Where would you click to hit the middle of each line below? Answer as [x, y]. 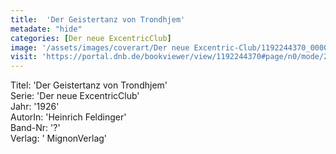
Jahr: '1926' [35, 107]
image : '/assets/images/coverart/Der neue [100, 47]
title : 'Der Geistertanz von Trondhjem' [98, 19]
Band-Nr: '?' [35, 128]
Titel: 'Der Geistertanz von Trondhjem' [89, 85]
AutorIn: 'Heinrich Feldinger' [68, 117]
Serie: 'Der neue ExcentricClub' [75, 96]
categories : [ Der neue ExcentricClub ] [91, 38]
